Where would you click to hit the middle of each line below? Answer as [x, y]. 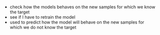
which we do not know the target [43, 27]
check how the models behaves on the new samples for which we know [82, 7]
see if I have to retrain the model [42, 17]
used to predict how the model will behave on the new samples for [77, 22]
